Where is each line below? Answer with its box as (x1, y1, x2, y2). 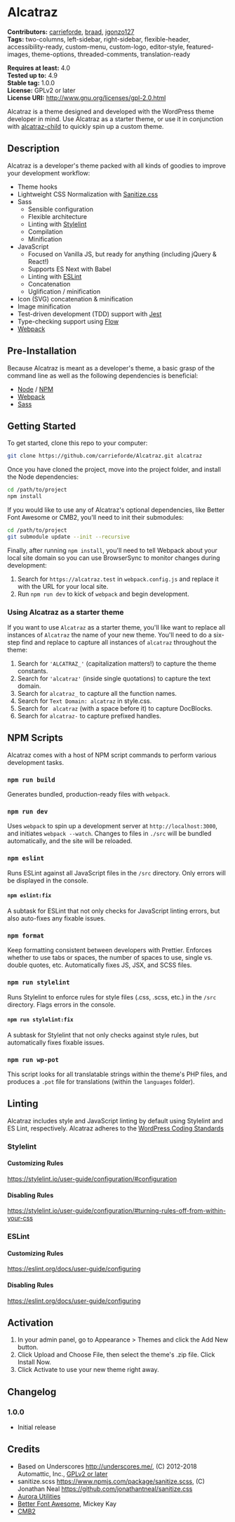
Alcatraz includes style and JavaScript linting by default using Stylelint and (7, 1116, 223, 1125)
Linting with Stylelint (27, 220, 87, 228)
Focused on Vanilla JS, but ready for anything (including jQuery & (27, 249, 217, 258)
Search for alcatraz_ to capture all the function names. (17, 690, 177, 698)
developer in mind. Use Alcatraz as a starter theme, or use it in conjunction (7, 114, 224, 123)
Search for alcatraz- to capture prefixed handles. (17, 712, 161, 721)
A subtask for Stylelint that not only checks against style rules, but (7, 1030, 199, 1039)
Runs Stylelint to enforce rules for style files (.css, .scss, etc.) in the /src (7, 992, 217, 1001)
